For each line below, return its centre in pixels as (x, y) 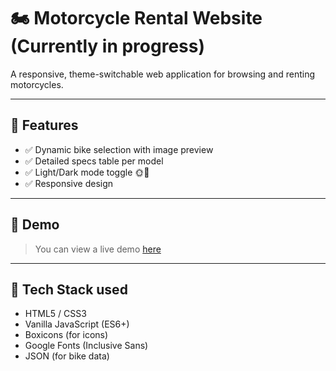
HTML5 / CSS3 (55, 314)
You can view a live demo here (98, 249)
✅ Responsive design (69, 183)
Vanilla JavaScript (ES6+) (77, 324)
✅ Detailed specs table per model (94, 161)
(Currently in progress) (108, 46)
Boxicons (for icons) (66, 335)
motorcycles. (37, 84)
